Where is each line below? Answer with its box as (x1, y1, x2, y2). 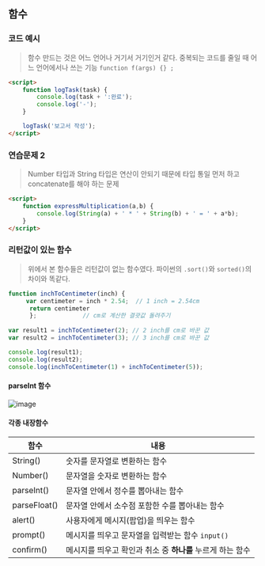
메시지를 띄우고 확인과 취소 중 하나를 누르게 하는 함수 (66, 545, 251, 556)
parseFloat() (12, 500, 59, 511)
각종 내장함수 (8, 418, 49, 427)
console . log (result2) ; (8, 355, 83, 363)
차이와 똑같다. (27, 274, 71, 283)
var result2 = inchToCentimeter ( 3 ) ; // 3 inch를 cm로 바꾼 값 (8, 334, 210, 342)
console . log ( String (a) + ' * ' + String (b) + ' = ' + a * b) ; (36, 209, 239, 218)
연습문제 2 (8, 150, 46, 161)
